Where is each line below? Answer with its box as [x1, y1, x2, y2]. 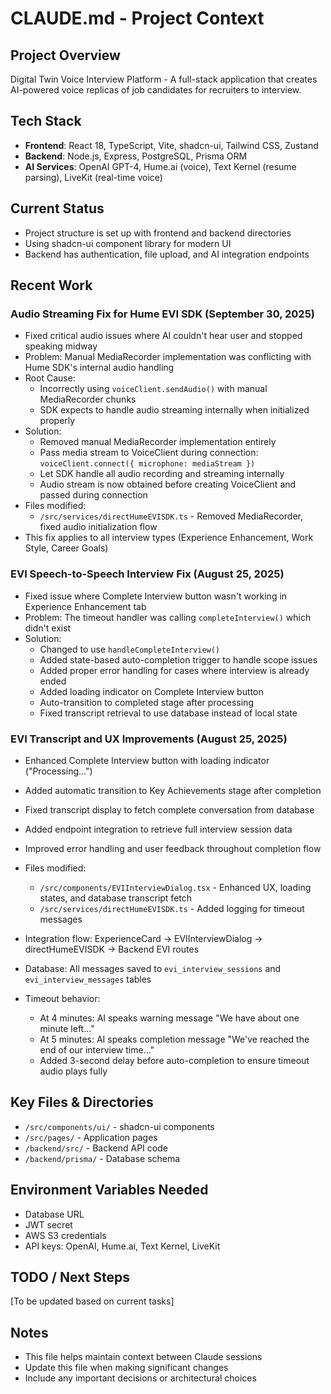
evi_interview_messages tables [24, 973, 152, 985]
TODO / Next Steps [10, 1268, 130, 1286]
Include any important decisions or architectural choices [24, 1372, 257, 1384]
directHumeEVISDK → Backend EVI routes [24, 943, 200, 955]
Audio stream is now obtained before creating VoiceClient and [39, 478, 297, 491]
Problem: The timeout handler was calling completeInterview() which [24, 611, 312, 623]
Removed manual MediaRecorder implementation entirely [39, 436, 277, 448]
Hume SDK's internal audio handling [24, 362, 175, 374]
